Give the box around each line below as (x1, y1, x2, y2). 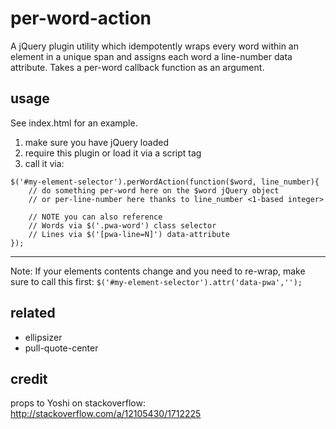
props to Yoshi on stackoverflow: (10, 397, 146, 409)
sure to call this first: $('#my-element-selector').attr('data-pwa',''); (10, 275, 303, 287)
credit (10, 370, 48, 387)
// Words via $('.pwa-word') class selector (28, 220, 217, 231)
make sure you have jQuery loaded (24, 136, 169, 148)
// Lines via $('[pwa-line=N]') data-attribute (28, 229, 230, 239)
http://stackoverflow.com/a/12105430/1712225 (10, 408, 202, 420)
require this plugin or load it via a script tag (24, 147, 202, 159)
